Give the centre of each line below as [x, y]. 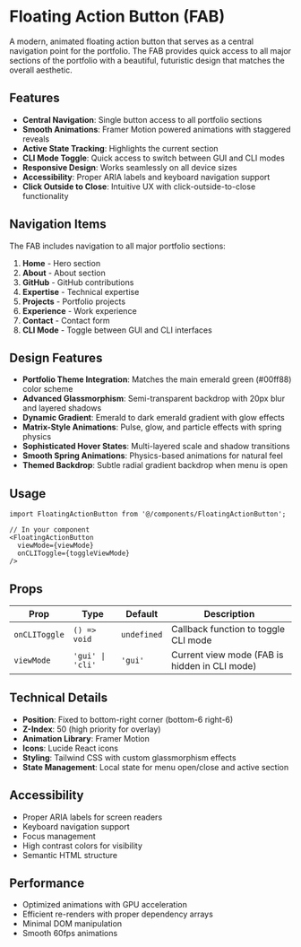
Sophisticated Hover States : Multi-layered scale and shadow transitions [156, 447]
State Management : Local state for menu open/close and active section [155, 767]
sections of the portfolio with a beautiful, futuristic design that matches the [147, 60]
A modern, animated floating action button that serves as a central [132, 41]
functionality [45, 195]
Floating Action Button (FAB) [117, 17]
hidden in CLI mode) [214, 666]
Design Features [56, 357]
